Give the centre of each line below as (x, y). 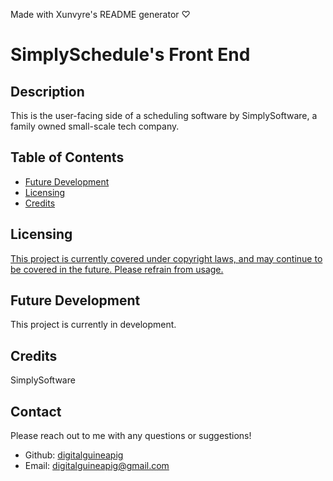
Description (47, 91)
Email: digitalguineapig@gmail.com (97, 466)
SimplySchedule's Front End (130, 55)
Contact (36, 411)
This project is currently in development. (93, 325)
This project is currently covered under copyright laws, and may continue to (166, 258)
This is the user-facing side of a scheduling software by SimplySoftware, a (164, 115)
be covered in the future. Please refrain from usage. (117, 269)
